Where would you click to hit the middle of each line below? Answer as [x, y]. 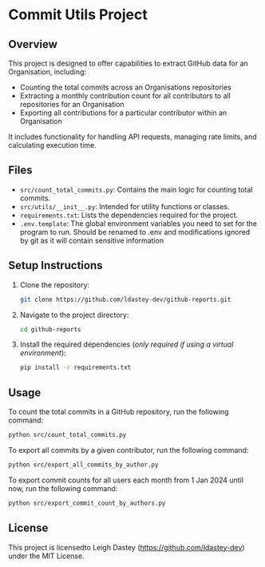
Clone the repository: [55, 284]
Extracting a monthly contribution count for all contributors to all [125, 96]
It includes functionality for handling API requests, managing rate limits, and [132, 137]
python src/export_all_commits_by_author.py [83, 465]
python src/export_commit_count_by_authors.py [87, 503]
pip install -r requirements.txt [75, 368]
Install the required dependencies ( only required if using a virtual [127, 344]
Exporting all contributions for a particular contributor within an [123, 113]
